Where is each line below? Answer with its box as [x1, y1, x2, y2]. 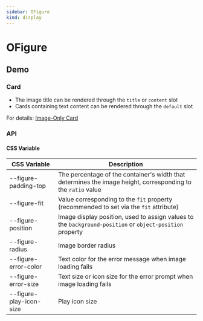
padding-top [9, 181, 47, 190]
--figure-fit [9, 199, 44, 207]
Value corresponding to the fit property [58, 195, 173, 203]
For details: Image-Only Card [6, 114, 79, 122]
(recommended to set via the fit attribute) [58, 203, 179, 211]
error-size [9, 279, 39, 288]
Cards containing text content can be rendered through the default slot [14, 103, 193, 110]
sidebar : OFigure [6, 8, 50, 15]
